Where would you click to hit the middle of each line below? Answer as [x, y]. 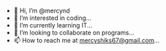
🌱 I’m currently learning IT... [53, 25]
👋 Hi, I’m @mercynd [42, 11]
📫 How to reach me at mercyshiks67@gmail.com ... [86, 40]
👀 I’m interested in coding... [52, 18]
